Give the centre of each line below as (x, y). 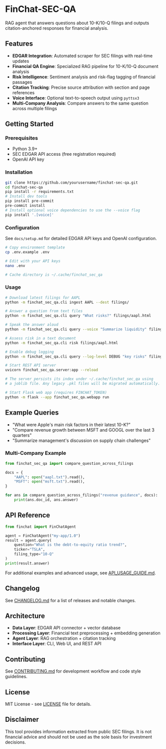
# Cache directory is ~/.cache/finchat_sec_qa (54, 275)
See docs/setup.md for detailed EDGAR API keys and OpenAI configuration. (81, 239)
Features (19, 44)
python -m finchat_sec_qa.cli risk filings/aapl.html (62, 343)
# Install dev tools (26, 196)
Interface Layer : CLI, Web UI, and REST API (57, 644)
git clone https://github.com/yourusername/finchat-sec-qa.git (72, 183)
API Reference (28, 515)
